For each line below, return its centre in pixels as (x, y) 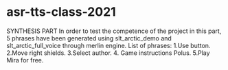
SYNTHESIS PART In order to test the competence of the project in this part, (114, 31)
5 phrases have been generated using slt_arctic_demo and (89, 38)
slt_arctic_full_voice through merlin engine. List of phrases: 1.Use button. (109, 45)
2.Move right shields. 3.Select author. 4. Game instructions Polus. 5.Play (108, 53)
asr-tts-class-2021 (61, 12)
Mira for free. (25, 60)
